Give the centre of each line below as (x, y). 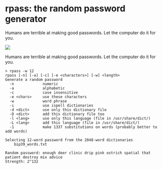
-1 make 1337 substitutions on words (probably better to (83, 127)
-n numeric (34, 84)
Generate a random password (34, 79)
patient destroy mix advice (34, 157)
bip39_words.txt (31, 144)
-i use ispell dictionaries (51, 105)
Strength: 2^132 (22, 161)
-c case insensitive (44, 92)
